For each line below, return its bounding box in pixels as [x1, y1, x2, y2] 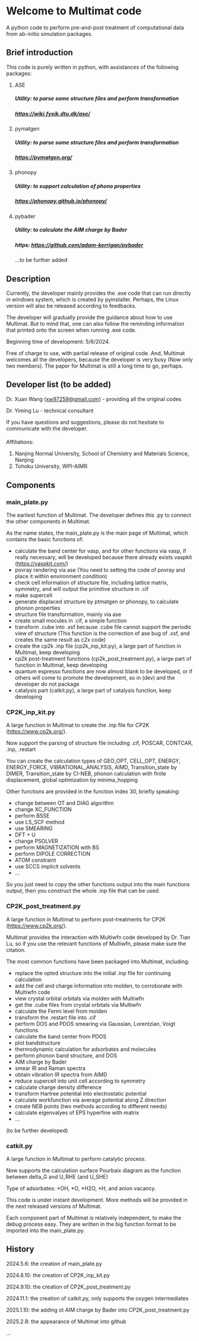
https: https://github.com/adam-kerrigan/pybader [14, 241, 144, 248]
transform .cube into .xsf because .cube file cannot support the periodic [14, 624, 192, 631]
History [6, 1244, 34, 1254]
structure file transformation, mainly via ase [14, 611, 122, 618]
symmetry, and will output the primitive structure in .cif [14, 585, 149, 593]
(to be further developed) [6, 1127, 68, 1134]
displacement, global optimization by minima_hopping [6, 776, 138, 784]
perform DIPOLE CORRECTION [14, 850, 91, 858]
